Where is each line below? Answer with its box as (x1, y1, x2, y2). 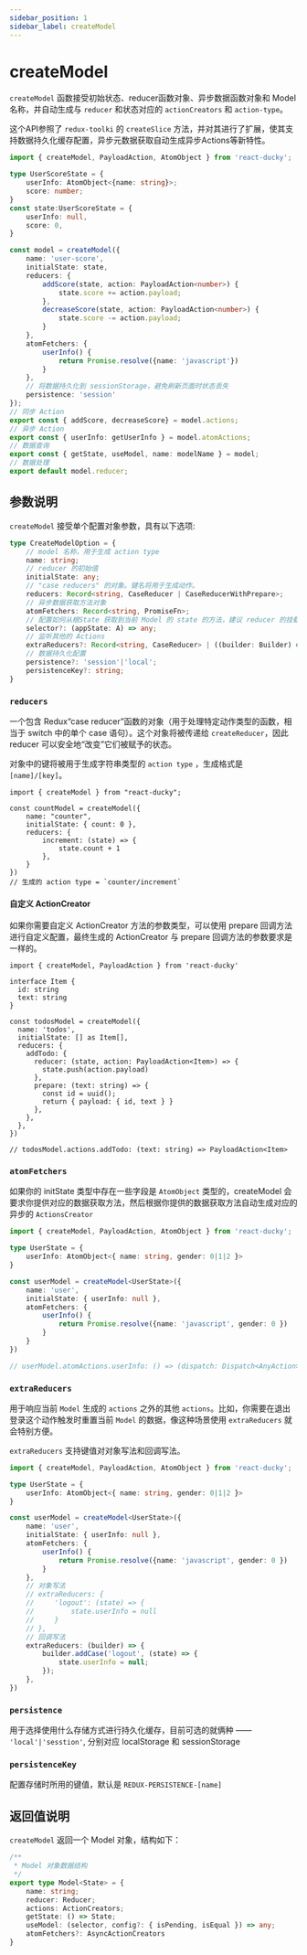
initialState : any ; (26, 572, 101, 582)
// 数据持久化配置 (26, 649, 87, 658)
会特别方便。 (9, 1426, 58, 1437)
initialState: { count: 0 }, (26, 819, 137, 828)
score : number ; (26, 187, 84, 197)
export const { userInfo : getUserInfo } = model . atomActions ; (9, 433, 251, 442)
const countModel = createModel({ (9, 804, 142, 813)
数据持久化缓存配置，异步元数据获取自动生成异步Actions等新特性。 (16, 134, 270, 146)
